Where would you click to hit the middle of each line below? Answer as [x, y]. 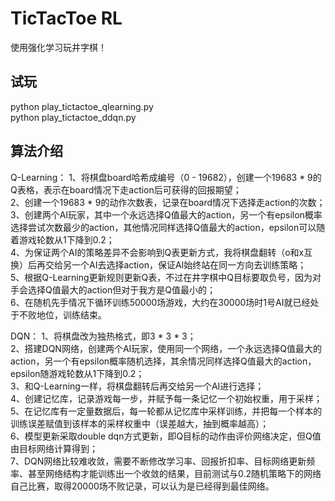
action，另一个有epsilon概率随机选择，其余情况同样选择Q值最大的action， [163, 361]
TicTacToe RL [66, 18]
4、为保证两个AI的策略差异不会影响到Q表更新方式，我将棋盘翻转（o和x [157, 252]
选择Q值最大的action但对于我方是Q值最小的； [121, 289]
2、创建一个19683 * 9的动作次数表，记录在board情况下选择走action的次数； [168, 202]
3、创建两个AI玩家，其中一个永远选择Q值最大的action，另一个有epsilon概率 [166, 214]
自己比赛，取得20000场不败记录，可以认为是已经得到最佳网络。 [142, 486]
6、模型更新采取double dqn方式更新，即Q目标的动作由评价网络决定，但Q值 [166, 436]
